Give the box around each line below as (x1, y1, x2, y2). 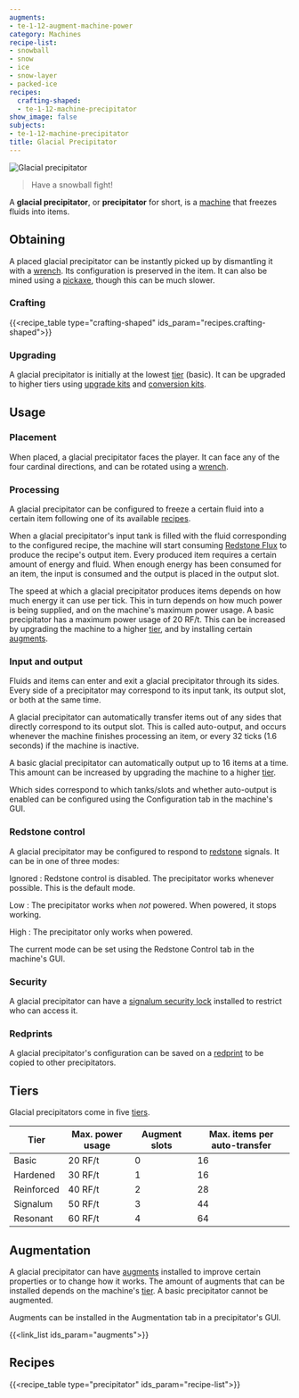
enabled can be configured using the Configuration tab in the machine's (9, 794, 273, 804)
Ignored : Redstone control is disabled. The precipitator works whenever (9, 872, 274, 884)
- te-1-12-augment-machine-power (9, 21, 133, 30)
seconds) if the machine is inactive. (9, 740, 140, 751)
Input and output (9, 655, 83, 668)
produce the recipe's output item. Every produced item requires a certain (9, 550, 278, 561)
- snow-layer (9, 71, 58, 80)
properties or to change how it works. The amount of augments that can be (9, 1276, 285, 1286)
